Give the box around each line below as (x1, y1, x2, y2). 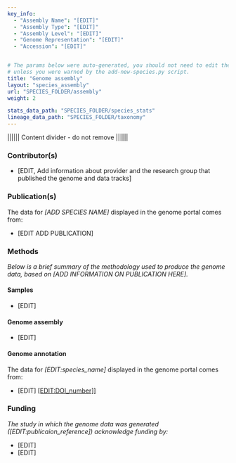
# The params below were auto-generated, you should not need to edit (7, 62, 218, 69)
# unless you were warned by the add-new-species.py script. (7, 68, 190, 75)
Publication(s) (7, 191, 57, 201)
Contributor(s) (7, 151, 58, 160)
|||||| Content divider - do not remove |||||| (7, 133, 129, 141)
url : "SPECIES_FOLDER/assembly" (7, 88, 102, 95)
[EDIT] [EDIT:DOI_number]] (17, 386, 96, 395)
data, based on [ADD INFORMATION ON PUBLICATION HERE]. (7, 269, 188, 278)
